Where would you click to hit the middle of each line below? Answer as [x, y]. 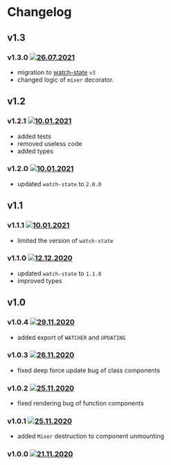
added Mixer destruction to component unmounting [91, 436]
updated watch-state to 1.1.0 [59, 273]
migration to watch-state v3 [56, 72]
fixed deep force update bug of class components [89, 370]
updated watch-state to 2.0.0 [59, 183]
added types [35, 151]
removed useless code [49, 143]
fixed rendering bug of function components [80, 403]
